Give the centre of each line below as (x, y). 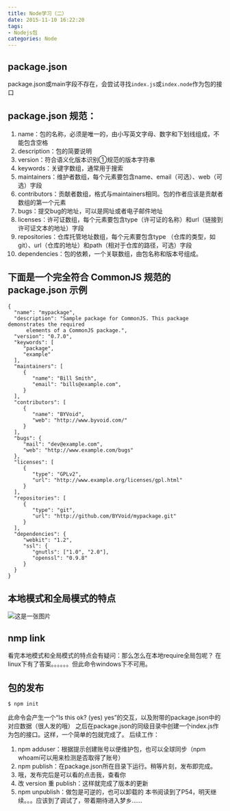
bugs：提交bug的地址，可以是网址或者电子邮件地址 (90, 211)
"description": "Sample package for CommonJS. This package (101, 318)
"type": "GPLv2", (57, 474)
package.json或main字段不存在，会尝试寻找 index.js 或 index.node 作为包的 (112, 83)
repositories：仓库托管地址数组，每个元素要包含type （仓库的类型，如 (117, 236)
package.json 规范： (52, 116)
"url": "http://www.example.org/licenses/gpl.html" (108, 480)
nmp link (27, 638)
